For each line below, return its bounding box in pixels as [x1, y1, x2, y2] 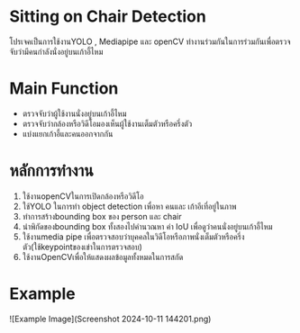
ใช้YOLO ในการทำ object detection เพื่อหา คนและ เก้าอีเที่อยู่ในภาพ [22, 201, 237, 211]
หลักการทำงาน [9, 160, 95, 181]
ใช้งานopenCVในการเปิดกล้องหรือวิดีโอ [22, 191, 144, 202]
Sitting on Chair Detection [9, 6, 207, 27]
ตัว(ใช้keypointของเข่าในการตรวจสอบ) [22, 241, 142, 252]
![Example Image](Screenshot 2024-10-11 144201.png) [9, 313, 212, 324]
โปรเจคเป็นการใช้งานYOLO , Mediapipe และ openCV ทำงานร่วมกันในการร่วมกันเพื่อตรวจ [9, 36, 291, 47]
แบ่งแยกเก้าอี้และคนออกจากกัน [22, 128, 114, 139]
